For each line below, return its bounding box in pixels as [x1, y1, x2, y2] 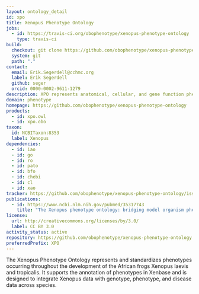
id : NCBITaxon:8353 [11, 130, 60, 136]
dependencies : [6, 140, 41, 147]
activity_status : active [6, 229, 68, 235]
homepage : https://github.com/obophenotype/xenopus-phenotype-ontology [6, 102, 187, 108]
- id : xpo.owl [11, 113, 46, 119]
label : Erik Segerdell [11, 75, 68, 81]
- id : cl [11, 180, 33, 186]
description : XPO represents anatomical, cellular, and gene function [6, 91, 184, 97]
